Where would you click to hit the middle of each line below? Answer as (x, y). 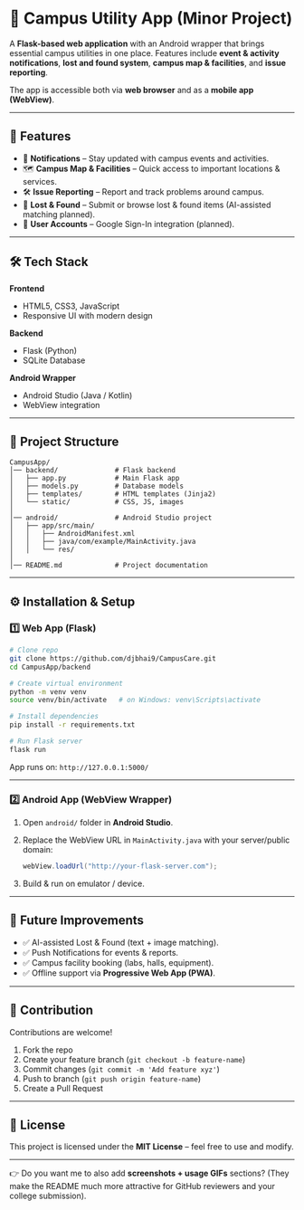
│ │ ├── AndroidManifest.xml (72, 534)
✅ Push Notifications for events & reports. (100, 952)
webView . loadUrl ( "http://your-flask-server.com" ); (120, 867)
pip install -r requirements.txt (72, 725)
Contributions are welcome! (61, 1032)
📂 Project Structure (64, 441)
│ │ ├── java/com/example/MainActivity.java (103, 542)
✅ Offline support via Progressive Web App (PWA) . (119, 973)
